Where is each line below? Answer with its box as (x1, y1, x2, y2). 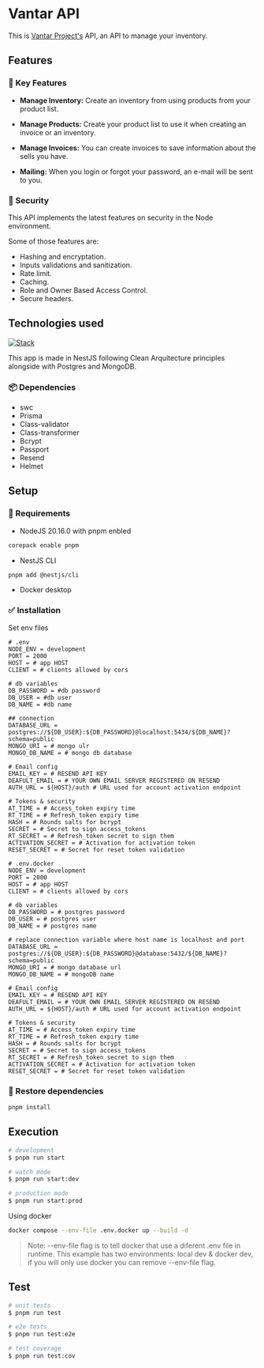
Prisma (19, 411, 43, 421)
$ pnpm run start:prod (8, 1197, 83, 1205)
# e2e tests (8, 1323, 47, 1331)
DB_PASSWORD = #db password (8, 686, 101, 694)
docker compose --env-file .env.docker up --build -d (8, 1226, 189, 1234)
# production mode (8, 1189, 69, 1198)
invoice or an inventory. (19, 127, 96, 137)
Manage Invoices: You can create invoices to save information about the (19, 143, 256, 153)
